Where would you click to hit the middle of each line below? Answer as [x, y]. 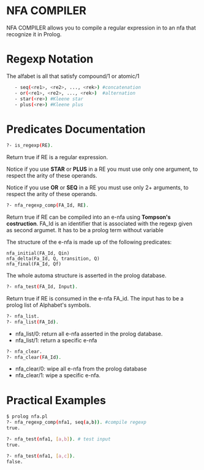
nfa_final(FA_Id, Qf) [34, 264]
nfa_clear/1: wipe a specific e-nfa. [58, 375]
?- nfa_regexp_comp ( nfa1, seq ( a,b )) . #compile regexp [77, 422]
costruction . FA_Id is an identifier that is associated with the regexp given [100, 224]
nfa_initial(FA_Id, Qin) [38, 253]
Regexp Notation [50, 59]
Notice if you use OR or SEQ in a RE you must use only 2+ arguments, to [97, 187]
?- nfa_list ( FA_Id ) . [33, 322]
